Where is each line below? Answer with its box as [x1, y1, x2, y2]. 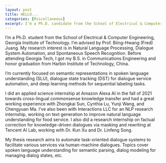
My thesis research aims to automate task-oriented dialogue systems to [5, 137, 151, 143]
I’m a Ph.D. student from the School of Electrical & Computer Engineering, [5, 35, 155, 41]
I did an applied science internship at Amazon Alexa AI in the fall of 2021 [5, 90, 152, 96]
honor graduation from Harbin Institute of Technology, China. [5, 61, 129, 67]
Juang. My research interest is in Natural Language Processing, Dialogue [5, 45, 154, 51]
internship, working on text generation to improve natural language [5, 112, 141, 118]
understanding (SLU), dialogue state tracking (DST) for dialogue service [5, 76, 152, 81]
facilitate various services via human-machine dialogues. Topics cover [5, 142, 149, 148]
